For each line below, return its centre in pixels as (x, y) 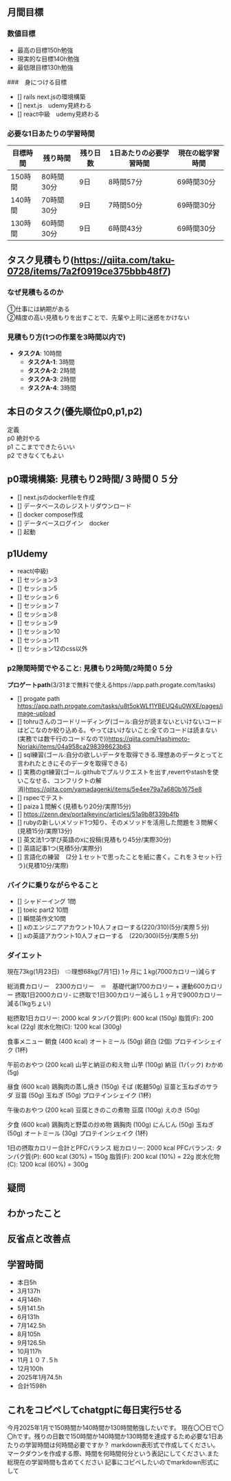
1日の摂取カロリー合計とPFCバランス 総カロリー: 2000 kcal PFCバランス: (111, 1148)
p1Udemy (27, 554)
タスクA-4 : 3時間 (52, 388)
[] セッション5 (37, 588)
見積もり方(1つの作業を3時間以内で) (66, 337)
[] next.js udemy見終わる (54, 105)
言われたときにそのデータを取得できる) (72, 763)
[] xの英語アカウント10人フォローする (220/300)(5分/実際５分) (108, 936)
